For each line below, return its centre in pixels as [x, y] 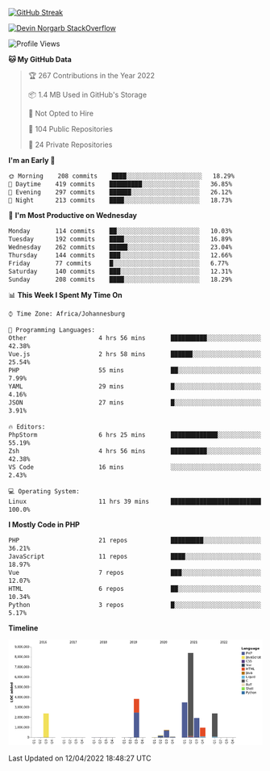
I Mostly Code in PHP [44, 524]
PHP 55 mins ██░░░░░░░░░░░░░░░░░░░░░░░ [135, 371]
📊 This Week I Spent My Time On [65, 295]
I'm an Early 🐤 [32, 160]
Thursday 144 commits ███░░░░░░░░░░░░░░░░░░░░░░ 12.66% [120, 255]
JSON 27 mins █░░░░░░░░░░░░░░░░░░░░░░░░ [135, 403]
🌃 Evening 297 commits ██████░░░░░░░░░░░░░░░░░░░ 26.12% [120, 192]
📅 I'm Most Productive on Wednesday [73, 215]
